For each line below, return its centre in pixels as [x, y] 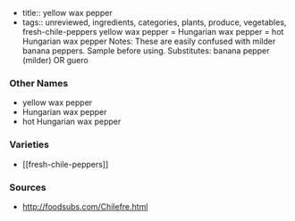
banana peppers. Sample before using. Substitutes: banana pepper [146, 51]
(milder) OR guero [55, 60]
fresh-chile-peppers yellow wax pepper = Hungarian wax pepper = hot [153, 32]
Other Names [39, 83]
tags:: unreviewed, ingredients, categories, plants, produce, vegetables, [154, 22]
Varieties [29, 144]
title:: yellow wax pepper [67, 13]
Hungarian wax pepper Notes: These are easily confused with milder [149, 41]
